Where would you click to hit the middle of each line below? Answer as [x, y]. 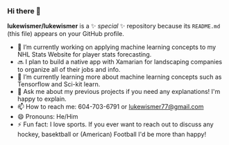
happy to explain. [42, 99]
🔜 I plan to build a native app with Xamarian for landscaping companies [120, 62]
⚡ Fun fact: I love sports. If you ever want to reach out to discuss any [115, 124]
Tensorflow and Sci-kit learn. [59, 84]
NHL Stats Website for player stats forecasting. [84, 55]
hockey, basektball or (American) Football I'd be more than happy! [112, 135]
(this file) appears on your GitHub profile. [66, 34]
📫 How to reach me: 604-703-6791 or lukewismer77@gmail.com [110, 107]
